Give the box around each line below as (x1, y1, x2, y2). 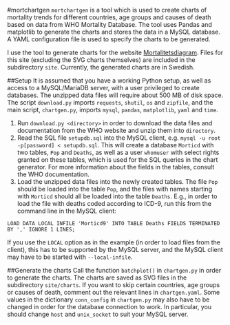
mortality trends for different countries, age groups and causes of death (7, 13, 211, 21)
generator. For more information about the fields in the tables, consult (17, 163, 215, 171)
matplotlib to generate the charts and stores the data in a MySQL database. (7, 28, 220, 36)
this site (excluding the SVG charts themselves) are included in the (7, 56, 196, 64)
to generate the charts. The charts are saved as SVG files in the (7, 273, 187, 282)
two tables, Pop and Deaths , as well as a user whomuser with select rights (17, 148, 220, 156)
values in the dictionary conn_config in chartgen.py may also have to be (7, 295, 210, 304)
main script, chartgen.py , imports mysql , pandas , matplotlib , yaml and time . (7, 106, 218, 114)
